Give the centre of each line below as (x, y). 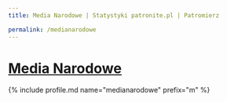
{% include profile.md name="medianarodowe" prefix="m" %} (109, 90)
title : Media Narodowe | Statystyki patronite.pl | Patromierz (114, 15)
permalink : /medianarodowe (52, 29)
